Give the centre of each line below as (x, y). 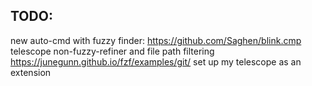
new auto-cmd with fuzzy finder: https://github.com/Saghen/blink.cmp (156, 40)
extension (31, 72)
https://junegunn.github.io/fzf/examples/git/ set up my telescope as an (156, 61)
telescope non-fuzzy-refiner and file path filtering (112, 51)
